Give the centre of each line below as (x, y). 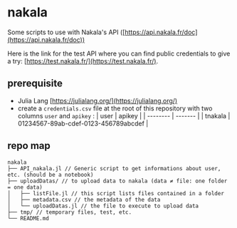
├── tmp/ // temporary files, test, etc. (70, 212)
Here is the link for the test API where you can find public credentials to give (119, 53)
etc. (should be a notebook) (51, 175)
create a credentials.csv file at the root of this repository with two (115, 108)
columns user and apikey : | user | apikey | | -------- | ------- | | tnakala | (124, 115)
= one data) (25, 187)
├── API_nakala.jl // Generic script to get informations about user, (114, 168)
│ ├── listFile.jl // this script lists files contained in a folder (116, 193)
